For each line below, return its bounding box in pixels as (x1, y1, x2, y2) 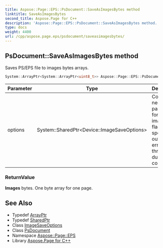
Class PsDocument (12, 227, 50, 233)
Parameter (7, 85, 33, 92)
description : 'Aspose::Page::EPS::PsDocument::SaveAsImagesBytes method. (5, 20, 158, 26)
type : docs (5, 25, 27, 30)
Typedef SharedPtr (12, 217, 50, 223)
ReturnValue (5, 174, 35, 181)
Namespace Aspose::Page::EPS (12, 233, 76, 238)
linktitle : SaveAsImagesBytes (5, 12, 66, 16)
